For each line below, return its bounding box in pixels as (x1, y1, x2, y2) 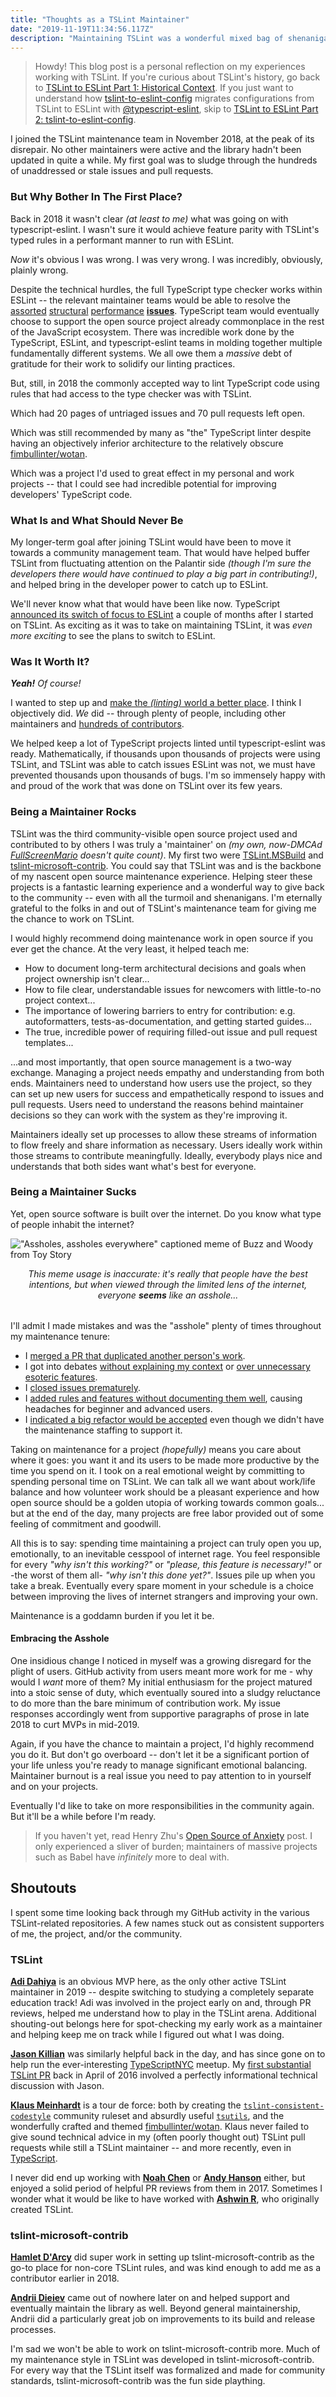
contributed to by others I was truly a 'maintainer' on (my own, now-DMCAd (10, 838, 323, 850)
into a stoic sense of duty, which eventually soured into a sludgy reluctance (10, 1687, 322, 1699)
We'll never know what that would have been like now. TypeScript (10, 597, 281, 610)
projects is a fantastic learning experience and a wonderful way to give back (10, 881, 325, 893)
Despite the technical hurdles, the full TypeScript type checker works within (10, 283, 323, 295)
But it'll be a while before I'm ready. (10, 1811, 157, 1823)
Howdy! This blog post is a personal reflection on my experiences (34, 61, 306, 73)
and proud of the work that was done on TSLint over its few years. (10, 780, 283, 792)
